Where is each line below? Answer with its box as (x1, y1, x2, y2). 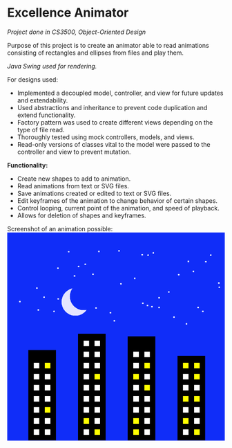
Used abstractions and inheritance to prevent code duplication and (17, 103, 208, 111)
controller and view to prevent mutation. (17, 147, 131, 156)
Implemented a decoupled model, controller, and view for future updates (17, 89, 224, 97)
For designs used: (7, 75, 59, 84)
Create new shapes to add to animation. (17, 174, 131, 183)
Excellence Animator (7, 5, 129, 21)
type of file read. (17, 125, 65, 134)
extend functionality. (17, 111, 76, 119)
